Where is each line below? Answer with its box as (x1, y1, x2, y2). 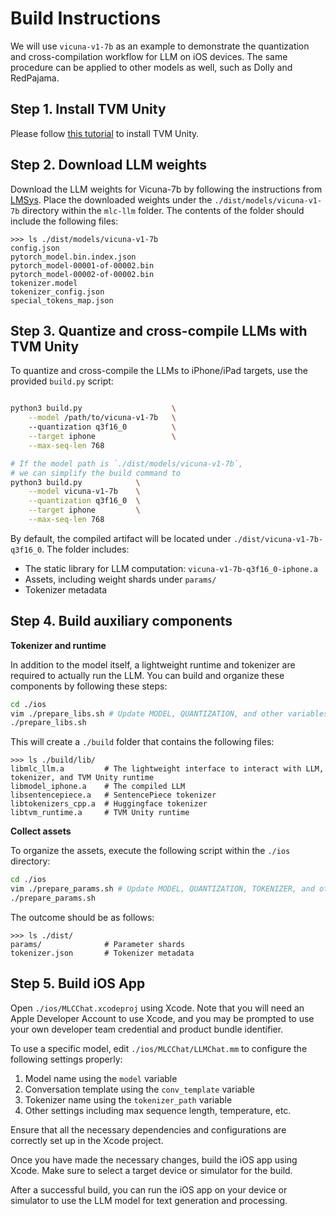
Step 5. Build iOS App (10, 975, 146, 992)
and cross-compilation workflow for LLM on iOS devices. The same (10, 50, 288, 62)
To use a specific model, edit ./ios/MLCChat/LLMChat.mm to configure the (10, 1042, 308, 1054)
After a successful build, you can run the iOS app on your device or (10, 1183, 288, 1196)
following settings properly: (10, 1053, 123, 1065)
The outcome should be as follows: (10, 911, 155, 923)
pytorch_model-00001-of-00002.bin (10, 260, 155, 271)
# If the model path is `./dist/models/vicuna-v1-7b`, (10, 458, 244, 469)
